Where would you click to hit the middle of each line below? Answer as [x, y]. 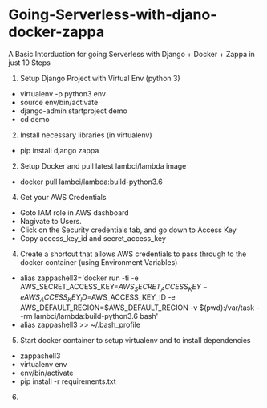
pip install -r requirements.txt [68, 381]
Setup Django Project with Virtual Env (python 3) [100, 78]
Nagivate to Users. [51, 221]
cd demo [34, 119]
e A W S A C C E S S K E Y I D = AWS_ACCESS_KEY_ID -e [97, 298]
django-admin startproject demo [74, 111]
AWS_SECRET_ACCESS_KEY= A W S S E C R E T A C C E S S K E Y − [114, 287]
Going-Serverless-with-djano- [113, 15]
